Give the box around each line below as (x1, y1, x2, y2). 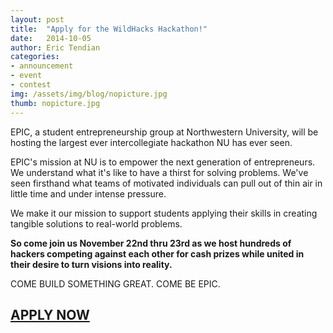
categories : (10, 52, 60, 62)
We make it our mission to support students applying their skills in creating (10, 207, 318, 219)
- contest (10, 80, 52, 90)
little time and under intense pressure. (10, 187, 167, 200)
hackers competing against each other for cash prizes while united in (10, 247, 305, 260)
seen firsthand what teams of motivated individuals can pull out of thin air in (10, 177, 323, 189)
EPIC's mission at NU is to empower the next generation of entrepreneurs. (10, 156, 316, 168)
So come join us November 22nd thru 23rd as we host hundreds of (10, 237, 292, 249)
